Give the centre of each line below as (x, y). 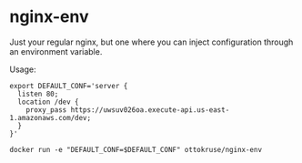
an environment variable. (56, 51)
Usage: (23, 69)
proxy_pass (46, 110)
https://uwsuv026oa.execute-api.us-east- (150, 110)
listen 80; (38, 94)
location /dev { (48, 102)
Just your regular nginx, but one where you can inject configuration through (151, 42)
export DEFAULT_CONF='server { (69, 86)
